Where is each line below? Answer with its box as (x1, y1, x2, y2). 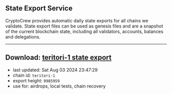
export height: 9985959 (12, 77, 60, 83)
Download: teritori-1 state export (5, 53, 112, 62)
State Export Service (5, 4, 73, 13)
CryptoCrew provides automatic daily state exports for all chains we (5, 17, 148, 23)
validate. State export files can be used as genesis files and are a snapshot (5, 23, 163, 29)
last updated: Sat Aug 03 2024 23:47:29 (12, 67, 98, 73)
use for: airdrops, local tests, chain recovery (12, 83, 106, 89)
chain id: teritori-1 (12, 72, 55, 78)
